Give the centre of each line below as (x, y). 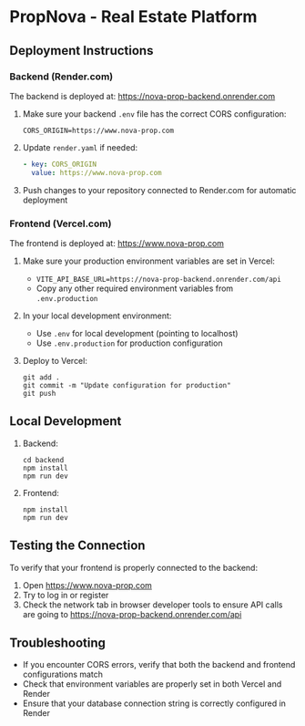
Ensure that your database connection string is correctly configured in (154, 703)
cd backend (43, 460)
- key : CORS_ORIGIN (60, 164)
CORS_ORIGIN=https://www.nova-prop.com (98, 130)
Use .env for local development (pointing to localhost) (137, 333)
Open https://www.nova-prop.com (87, 585)
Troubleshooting (58, 643)
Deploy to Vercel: (55, 360)
